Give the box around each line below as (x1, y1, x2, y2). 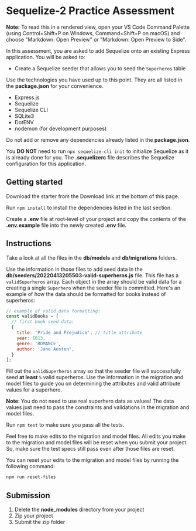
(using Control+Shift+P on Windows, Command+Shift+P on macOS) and (6, 29, 180, 36)
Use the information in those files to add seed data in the (6, 265, 143, 273)
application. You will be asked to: (6, 53, 85, 60)
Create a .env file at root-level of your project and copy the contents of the (6, 215, 186, 222)
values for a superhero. (6, 386, 63, 393)
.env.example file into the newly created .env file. (6, 222, 127, 229)
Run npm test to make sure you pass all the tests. (6, 421, 125, 428)
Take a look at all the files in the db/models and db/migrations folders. (6, 254, 177, 261)
